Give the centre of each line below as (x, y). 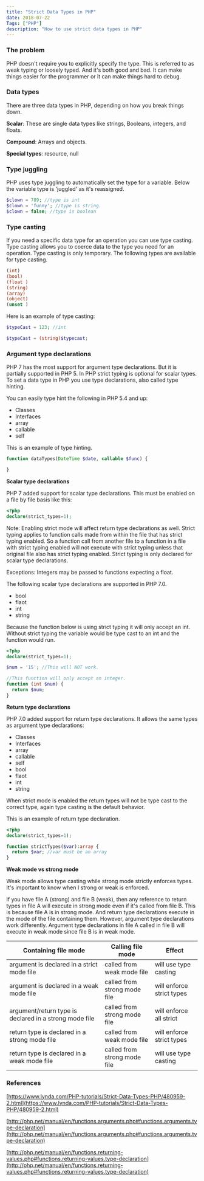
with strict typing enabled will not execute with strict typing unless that (95, 547)
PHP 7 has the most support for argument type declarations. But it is (92, 367)
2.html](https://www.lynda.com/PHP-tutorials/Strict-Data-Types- (87, 1103)
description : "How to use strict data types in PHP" (74, 29)
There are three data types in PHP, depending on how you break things (95, 105)
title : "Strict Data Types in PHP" (51, 12)
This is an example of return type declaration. (63, 819)
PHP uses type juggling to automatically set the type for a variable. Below (98, 182)
